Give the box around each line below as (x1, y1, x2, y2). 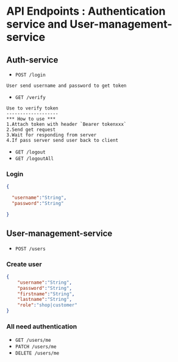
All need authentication (6, 322, 77, 331)
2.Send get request (6, 127, 56, 133)
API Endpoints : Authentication (6, 4, 166, 18)
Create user (6, 260, 42, 268)
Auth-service (6, 54, 59, 65)
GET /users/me (15, 338, 51, 344)
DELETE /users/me (15, 350, 60, 356)
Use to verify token (6, 105, 59, 111)
